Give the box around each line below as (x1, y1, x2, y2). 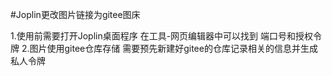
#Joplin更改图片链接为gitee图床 (10, 9, 141, 20)
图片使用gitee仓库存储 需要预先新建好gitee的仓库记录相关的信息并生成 (29, 43, 318, 54)
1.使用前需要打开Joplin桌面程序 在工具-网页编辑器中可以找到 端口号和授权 (10, 30, 314, 42)
